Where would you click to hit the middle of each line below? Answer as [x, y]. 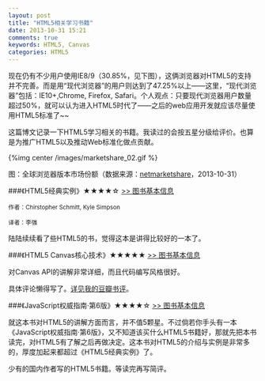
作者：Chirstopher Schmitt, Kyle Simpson [64, 207]
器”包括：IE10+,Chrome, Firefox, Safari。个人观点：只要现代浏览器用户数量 [130, 95]
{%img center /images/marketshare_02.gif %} [83, 158]
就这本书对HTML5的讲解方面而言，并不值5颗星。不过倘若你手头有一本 [123, 322]
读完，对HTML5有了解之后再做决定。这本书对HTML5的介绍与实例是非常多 [129, 342]
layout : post [30, 15]
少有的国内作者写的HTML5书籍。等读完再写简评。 [90, 369]
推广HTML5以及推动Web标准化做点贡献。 [90, 142]
